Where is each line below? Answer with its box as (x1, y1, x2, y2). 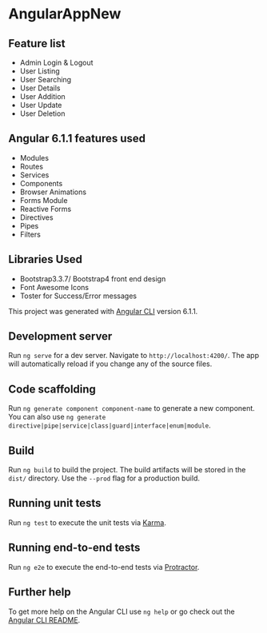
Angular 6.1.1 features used (8, 132, 146, 145)
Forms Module (19, 195, 68, 205)
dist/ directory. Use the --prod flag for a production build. (8, 473, 200, 484)
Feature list (8, 37, 66, 50)
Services (19, 169, 50, 180)
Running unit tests (8, 496, 102, 510)
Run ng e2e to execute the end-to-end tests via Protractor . (8, 562, 200, 571)
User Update (19, 101, 62, 109)
